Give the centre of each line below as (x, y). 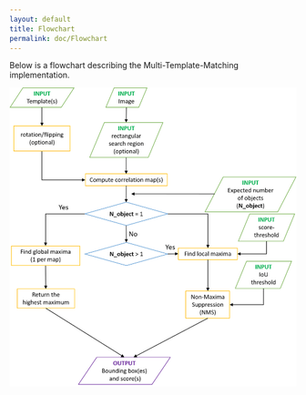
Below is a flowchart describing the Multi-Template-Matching (124, 66)
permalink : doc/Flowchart (58, 38)
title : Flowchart (42, 29)
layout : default (40, 19)
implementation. (40, 75)
